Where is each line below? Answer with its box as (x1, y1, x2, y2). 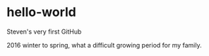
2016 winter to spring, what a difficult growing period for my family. (6, 41, 202, 49)
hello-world (6, 4, 77, 20)
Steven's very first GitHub (6, 27, 82, 36)
